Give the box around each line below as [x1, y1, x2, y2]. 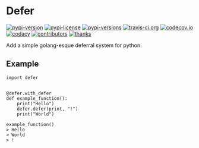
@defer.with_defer [6, 90, 52, 96]
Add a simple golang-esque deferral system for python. [6, 42, 143, 49]
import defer [6, 74, 39, 81]
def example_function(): [6, 95, 68, 102]
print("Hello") [17, 100, 55, 106]
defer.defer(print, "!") [17, 106, 78, 112]
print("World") [17, 111, 55, 117]
